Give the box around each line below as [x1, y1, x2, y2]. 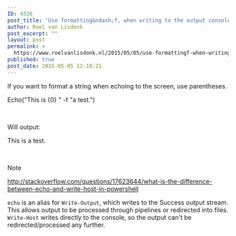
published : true [7, 56, 55, 63]
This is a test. [7, 136, 46, 145]
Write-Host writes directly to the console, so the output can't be [7, 213, 192, 221]
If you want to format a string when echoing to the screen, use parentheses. [7, 81, 228, 90]
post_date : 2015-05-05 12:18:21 [7, 63, 102, 70]
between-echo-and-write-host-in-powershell [7, 184, 139, 193]
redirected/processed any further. [7, 221, 105, 229]
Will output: [7, 122, 41, 131]
